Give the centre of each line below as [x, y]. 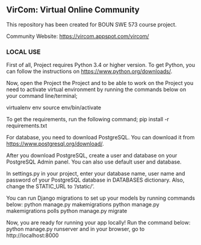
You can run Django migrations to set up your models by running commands [101, 198]
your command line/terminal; [42, 96]
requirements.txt [27, 126]
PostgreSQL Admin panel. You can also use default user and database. [94, 162]
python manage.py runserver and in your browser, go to [76, 229]
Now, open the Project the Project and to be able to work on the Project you [100, 83]
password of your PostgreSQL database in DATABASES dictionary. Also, [95, 180]
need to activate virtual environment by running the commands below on [96, 89]
